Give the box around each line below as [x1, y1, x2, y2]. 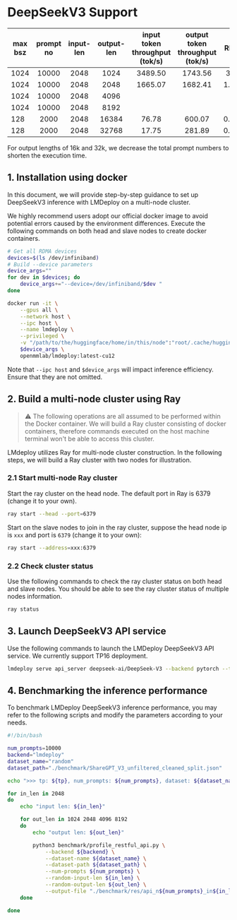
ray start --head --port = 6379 [7, 510, 97, 518]
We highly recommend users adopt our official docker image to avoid [7, 211, 208, 220]
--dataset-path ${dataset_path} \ [44, 861, 147, 868]
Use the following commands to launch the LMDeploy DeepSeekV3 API [7, 644, 214, 652]
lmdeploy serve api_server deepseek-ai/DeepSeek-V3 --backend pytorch [7, 665, 219, 672]
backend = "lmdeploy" [7, 751, 65, 759]
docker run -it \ [7, 299, 59, 307]
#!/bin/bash [7, 732, 42, 739]
